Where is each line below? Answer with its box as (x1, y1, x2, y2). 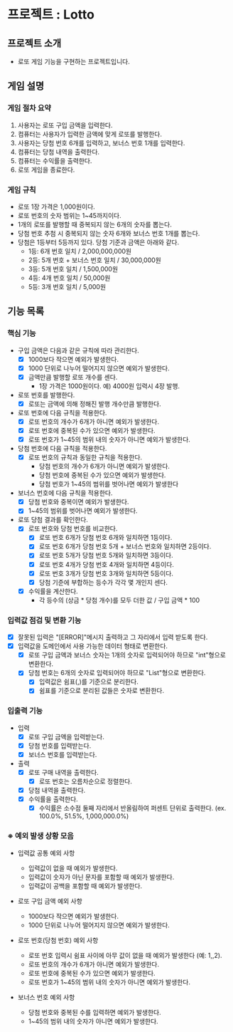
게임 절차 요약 (7, 103, 52, 113)
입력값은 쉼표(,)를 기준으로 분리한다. (38, 677, 139, 686)
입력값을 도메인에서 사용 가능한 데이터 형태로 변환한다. (17, 642, 168, 650)
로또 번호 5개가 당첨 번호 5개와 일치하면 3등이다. (38, 551, 173, 560)
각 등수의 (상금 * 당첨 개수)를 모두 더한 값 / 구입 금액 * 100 (38, 595, 200, 604)
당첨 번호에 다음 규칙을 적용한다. (17, 444, 107, 453)
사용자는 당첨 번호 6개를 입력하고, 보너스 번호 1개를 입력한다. (17, 138, 185, 147)
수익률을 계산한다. (28, 587, 78, 595)
